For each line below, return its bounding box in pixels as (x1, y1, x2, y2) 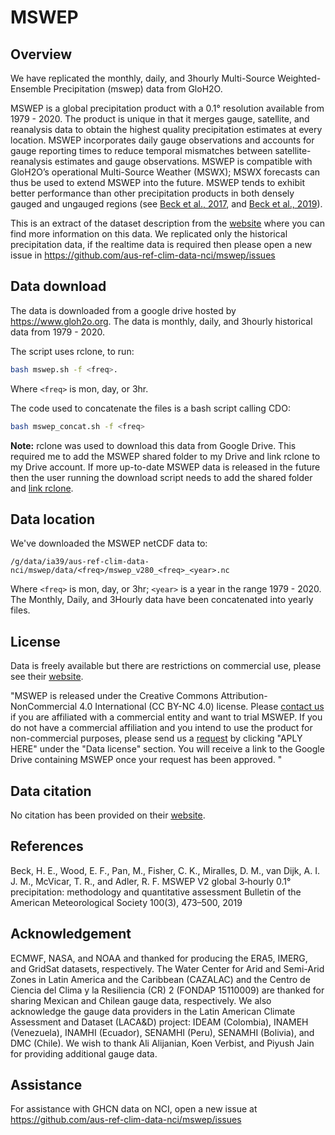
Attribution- (220, 690, 268, 702)
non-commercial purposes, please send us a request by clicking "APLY (10, 732, 303, 745)
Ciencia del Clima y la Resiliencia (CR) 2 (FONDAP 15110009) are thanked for (10, 984, 325, 996)
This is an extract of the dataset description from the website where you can (10, 217, 325, 229)
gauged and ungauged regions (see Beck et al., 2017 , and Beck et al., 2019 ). (10, 198, 323, 210)
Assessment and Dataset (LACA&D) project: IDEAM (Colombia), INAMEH (10, 1016, 309, 1028)
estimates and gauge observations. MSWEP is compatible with (54, 156, 313, 167)
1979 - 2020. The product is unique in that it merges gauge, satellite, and (10, 113, 310, 125)
